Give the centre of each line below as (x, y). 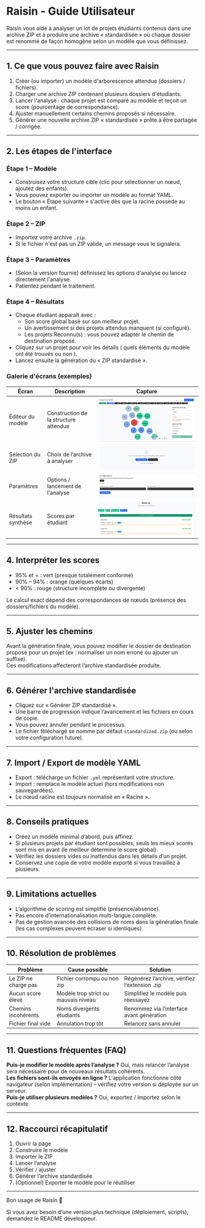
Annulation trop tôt (80, 1023)
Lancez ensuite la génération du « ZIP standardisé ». (81, 361)
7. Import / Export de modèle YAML (74, 763)
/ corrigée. (28, 126)
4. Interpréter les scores (53, 560)
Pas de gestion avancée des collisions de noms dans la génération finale (106, 922)
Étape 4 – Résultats (35, 301)
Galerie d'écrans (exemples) (49, 376)
